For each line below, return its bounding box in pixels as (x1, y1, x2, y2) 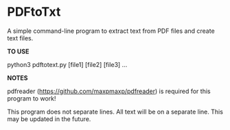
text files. (7, 34, 34, 42)
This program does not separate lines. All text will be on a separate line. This (7, 107, 223, 116)
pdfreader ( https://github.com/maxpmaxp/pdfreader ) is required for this (7, 87, 211, 95)
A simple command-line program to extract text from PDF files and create (7, 27, 215, 35)
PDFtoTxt (7, 4, 61, 20)
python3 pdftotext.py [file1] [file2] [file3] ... (7, 60, 128, 68)
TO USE (7, 47, 30, 55)
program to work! (7, 94, 56, 103)
